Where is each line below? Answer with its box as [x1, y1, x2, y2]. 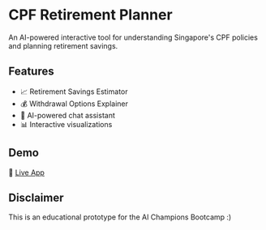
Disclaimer [8, 190, 64, 204]
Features [8, 65, 54, 79]
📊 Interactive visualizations [19, 119, 113, 129]
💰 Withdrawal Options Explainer [19, 99, 128, 109]
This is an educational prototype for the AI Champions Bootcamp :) [8, 212, 232, 222]
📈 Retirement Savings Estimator [19, 87, 128, 96]
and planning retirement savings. [8, 40, 118, 50]
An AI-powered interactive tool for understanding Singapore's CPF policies [8, 32, 258, 42]
